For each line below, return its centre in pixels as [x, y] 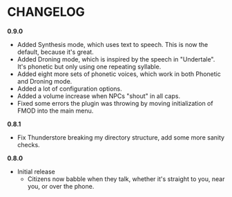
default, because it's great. [56, 52]
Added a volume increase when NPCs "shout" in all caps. [99, 96]
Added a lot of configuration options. [69, 88]
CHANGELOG [46, 12]
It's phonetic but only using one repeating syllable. [89, 66]
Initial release [36, 171]
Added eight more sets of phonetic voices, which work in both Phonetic [119, 74]
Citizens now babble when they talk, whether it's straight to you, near [126, 179]
